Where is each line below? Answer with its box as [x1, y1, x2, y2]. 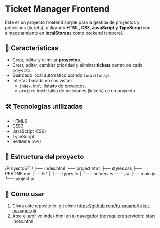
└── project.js [5, 176, 34, 182]
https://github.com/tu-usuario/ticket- [77, 203, 151, 209]
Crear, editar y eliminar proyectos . [12, 57, 81, 63]
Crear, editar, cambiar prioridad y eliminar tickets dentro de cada [12, 62, 142, 68]
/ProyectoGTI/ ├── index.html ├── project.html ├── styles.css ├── [5, 165, 142, 171]
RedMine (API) [12, 139, 41, 144]
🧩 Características [5, 44, 59, 52]
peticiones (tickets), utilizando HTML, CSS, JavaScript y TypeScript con [5, 24, 151, 30]
